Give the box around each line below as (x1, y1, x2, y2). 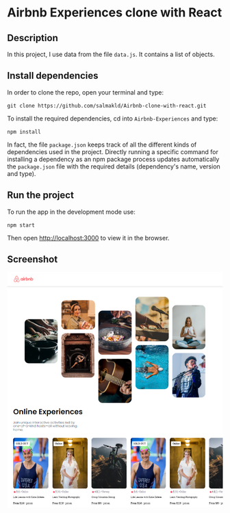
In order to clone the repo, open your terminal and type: (7, 88, 164, 97)
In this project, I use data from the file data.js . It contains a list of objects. (7, 50, 215, 58)
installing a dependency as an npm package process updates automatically (7, 155, 220, 163)
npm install (7, 128, 41, 135)
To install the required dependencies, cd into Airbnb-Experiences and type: (7, 114, 218, 123)
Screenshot (7, 253, 58, 265)
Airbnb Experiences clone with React (7, 5, 222, 21)
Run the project (7, 190, 74, 201)
